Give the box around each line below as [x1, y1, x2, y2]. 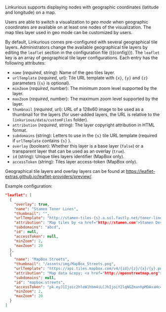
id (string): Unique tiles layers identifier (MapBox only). [12, 154, 124, 159]
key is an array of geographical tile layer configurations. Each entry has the [5, 55, 158, 61]
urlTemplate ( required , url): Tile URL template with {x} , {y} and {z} [12, 75, 148, 80]
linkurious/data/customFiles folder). [12, 117, 88, 122]
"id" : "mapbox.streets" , [14, 280, 65, 285]
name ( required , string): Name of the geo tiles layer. [12, 70, 115, 76]
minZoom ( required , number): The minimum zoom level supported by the [12, 85, 157, 91]
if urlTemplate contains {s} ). [12, 138, 72, 144]
